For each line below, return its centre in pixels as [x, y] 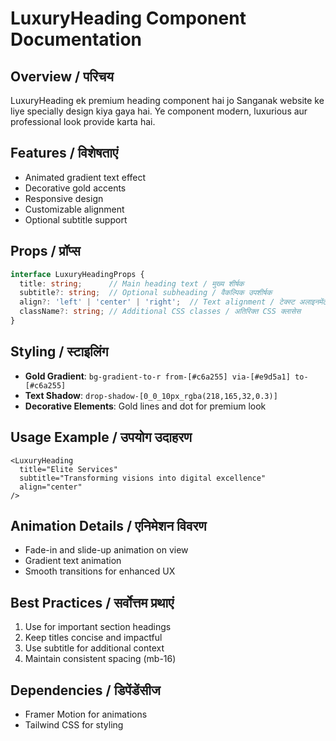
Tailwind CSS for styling [74, 724]
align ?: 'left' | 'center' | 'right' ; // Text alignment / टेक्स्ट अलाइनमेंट [173, 302]
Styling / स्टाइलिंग [59, 352]
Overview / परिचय [62, 76]
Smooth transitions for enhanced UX [100, 571]
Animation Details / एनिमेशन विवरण [108, 525]
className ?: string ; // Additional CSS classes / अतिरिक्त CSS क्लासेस [160, 312]
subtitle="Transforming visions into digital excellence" [143, 478]
